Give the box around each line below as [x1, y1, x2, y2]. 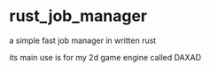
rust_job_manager [9, 6, 148, 26]
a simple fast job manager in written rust [9, 35, 157, 46]
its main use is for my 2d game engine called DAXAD [9, 52, 202, 62]
